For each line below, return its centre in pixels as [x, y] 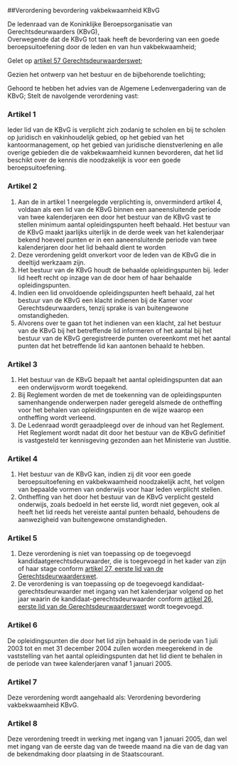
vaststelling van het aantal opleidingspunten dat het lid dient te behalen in [115, 656]
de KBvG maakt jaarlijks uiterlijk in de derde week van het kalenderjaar [121, 232]
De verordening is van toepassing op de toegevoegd [94, 584]
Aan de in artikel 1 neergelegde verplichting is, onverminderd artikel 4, [120, 202]
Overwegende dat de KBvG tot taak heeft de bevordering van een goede [114, 39]
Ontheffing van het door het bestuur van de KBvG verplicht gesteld [116, 497]
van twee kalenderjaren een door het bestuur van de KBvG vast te [114, 217]
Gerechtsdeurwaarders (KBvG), [53, 32]
